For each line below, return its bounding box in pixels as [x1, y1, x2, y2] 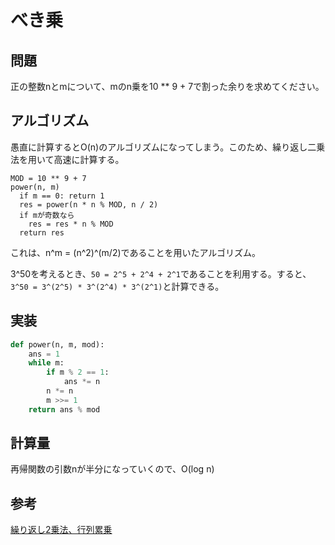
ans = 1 [28, 349, 60, 359]
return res [19, 227, 65, 238]
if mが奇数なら [19, 210, 75, 220]
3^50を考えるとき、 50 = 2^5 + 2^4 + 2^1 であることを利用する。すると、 [10, 267, 312, 280]
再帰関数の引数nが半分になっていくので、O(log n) [10, 463, 215, 475]
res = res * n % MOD [28, 219, 114, 229]
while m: [28, 358, 65, 368]
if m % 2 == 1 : [46, 367, 110, 378]
